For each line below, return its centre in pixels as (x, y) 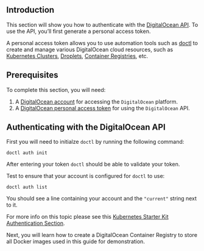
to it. (12, 205)
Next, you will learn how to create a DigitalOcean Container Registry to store (102, 235)
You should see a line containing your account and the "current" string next (101, 199)
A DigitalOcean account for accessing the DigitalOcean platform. (97, 101)
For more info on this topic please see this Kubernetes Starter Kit (87, 217)
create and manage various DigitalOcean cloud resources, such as (90, 49)
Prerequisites (32, 75)
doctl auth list (27, 187)
